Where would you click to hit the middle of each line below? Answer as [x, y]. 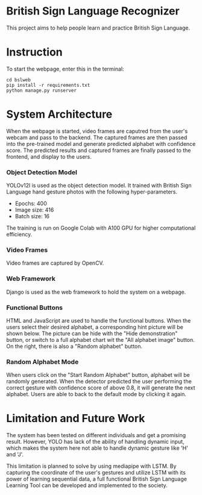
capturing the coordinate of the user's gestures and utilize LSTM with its [96, 473]
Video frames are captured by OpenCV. [55, 263]
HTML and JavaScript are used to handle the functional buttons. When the [99, 320]
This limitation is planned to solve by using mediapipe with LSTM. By [91, 466]
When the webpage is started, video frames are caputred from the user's [97, 131]
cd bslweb [19, 80]
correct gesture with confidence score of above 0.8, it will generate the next [101, 388]
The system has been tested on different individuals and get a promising [96, 435]
